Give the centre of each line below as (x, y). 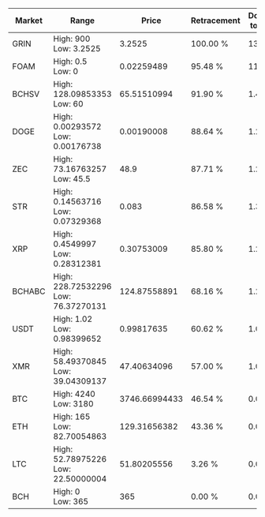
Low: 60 (69, 104)
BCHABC (29, 291)
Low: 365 (71, 502)
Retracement (215, 21)
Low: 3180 (73, 404)
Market (29, 21)
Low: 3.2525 (77, 49)
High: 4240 (75, 394)
